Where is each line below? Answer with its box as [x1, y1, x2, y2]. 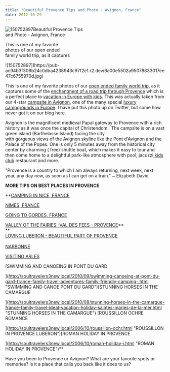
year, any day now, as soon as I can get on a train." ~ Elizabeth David [5, 172, 149, 178]
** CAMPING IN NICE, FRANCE [5, 192, 70, 198]
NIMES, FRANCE [5, 202, 40, 208]
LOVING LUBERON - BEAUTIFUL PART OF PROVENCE [5, 232, 118, 239]
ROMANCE [5, 315, 28, 321]
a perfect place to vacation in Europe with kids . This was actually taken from [5, 94, 164, 100]
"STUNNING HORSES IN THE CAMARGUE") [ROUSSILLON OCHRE [5, 309, 144, 316]
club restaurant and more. [5, 157, 60, 163]
